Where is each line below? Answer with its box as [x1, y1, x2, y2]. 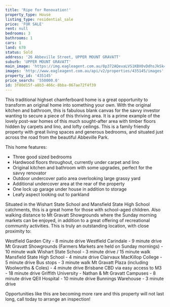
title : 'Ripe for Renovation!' [5, 7, 71, 13]
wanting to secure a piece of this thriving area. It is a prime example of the [5, 112, 160, 119]
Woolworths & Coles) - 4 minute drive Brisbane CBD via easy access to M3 [5, 265, 162, 271]
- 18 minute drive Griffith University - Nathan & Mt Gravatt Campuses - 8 [5, 270, 156, 276]
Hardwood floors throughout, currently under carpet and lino [12, 159, 140, 165]
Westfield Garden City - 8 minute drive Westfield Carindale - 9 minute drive [5, 238, 162, 244]
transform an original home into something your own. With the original [5, 102, 151, 108]
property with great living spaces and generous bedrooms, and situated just [5, 128, 163, 135]
